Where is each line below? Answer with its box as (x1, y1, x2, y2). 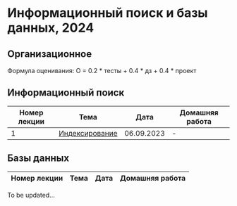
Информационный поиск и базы (7, 5, 208, 21)
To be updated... (7, 191, 55, 199)
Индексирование (59, 128, 118, 138)
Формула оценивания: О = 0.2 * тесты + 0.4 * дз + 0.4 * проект (7, 67, 197, 75)
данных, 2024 (7, 20, 95, 36)
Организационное (7, 48, 92, 60)
